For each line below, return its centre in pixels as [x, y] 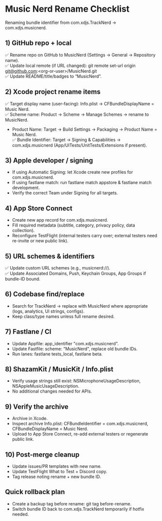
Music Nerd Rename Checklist [67, 9]
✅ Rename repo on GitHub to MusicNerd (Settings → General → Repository [80, 55]
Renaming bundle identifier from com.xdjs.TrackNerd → [61, 22]
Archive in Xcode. [30, 418]
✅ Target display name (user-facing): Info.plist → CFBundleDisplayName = [80, 104]
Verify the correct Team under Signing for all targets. [65, 193]
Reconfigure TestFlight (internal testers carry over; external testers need [84, 236]
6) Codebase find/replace [45, 294]
